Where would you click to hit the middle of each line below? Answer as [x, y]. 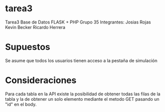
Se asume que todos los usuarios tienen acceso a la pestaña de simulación [81, 60]
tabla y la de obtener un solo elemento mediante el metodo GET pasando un [82, 99]
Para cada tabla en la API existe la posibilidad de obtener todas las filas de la [83, 94]
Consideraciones [41, 80]
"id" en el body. [21, 104]
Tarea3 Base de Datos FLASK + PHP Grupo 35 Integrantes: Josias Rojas [78, 22]
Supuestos [28, 47]
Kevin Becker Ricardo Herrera [35, 27]
